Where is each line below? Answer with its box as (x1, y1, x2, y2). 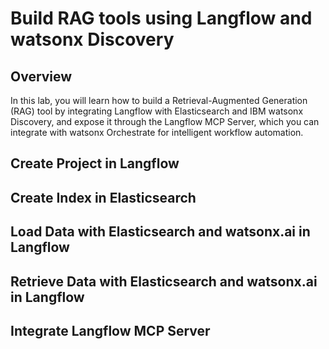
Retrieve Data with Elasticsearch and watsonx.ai (10, 273, 318, 290)
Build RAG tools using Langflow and (10, 7, 313, 30)
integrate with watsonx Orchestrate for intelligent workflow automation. (10, 127, 304, 138)
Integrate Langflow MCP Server (10, 322, 211, 339)
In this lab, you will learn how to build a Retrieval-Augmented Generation (10, 95, 308, 106)
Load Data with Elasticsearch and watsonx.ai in (10, 223, 311, 241)
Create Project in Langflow (10, 155, 180, 172)
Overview (10, 68, 73, 85)
